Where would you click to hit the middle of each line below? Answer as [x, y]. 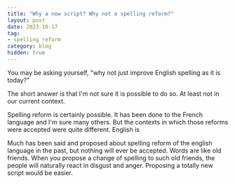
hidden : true [26, 53]
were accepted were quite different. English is [74, 129]
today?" [19, 80]
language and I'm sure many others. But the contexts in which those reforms [118, 122]
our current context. [36, 101]
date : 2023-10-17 [33, 27]
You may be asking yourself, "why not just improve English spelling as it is [114, 72]
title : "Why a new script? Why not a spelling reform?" [90, 14]
